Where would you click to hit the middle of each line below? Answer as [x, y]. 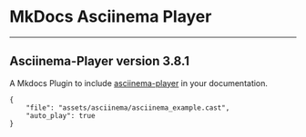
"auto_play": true [61, 115]
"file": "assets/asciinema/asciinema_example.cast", [128, 108]
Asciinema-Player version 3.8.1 [99, 61]
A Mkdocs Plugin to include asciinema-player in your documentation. [139, 83]
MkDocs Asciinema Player [111, 17]
